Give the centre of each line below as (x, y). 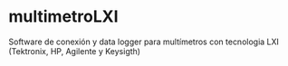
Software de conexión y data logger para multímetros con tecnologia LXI (144, 42)
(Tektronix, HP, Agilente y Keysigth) (75, 51)
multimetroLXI (63, 17)
